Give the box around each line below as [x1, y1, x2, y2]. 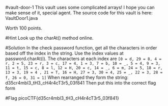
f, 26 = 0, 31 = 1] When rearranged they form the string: [5, 74, 129, 81]
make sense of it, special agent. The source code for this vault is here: [5, 10, 153, 16]
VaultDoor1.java [5, 15, 38, 21]
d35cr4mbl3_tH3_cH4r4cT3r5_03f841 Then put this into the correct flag [5, 80, 156, 86]
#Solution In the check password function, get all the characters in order [5, 45, 157, 50]
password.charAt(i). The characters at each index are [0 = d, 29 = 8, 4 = [5, 56, 162, 62]
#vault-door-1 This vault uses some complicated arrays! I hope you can [5, 5, 155, 10]
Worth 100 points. [5, 25, 42, 31]
